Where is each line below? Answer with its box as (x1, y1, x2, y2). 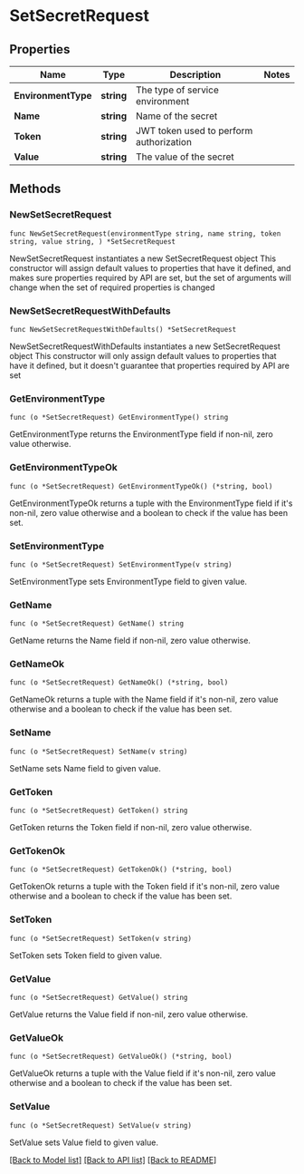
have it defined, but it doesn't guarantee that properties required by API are (9, 360, 290, 371)
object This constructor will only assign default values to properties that (9, 350, 278, 361)
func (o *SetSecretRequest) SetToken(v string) (9, 934, 193, 943)
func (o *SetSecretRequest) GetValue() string (9, 993, 188, 1002)
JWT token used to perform (135, 124, 253, 137)
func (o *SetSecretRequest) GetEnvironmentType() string (9, 413, 229, 422)
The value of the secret (135, 150, 235, 163)
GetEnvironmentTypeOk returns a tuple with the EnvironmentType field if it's (9, 498, 293, 509)
